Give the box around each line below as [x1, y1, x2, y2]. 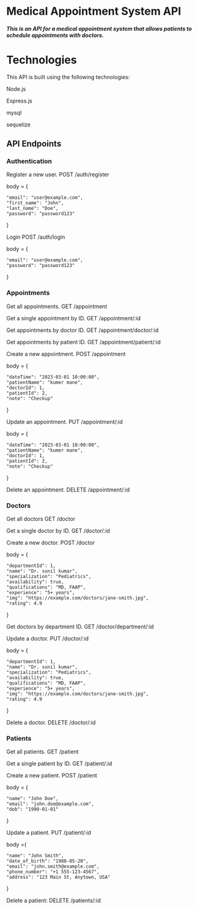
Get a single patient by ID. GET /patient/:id [6, 760, 112, 768]
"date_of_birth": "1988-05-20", [6, 858, 89, 865]
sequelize [6, 121, 31, 128]
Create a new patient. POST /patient [6, 772, 98, 779]
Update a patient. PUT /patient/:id [6, 829, 92, 836]
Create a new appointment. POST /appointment [6, 350, 126, 357]
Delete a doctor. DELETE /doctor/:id [6, 719, 96, 726]
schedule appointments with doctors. [6, 31, 104, 39]
